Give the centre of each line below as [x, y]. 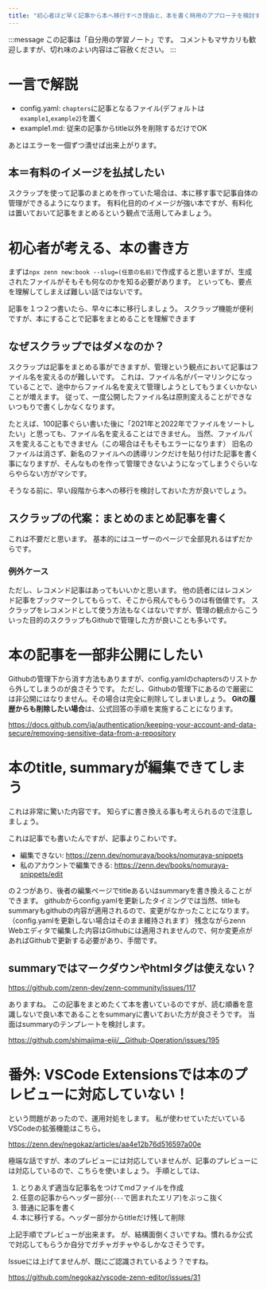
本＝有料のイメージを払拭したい [87, 172]
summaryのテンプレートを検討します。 [85, 1024]
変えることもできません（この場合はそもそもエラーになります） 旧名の [137, 444]
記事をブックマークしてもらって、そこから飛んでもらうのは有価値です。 [132, 600]
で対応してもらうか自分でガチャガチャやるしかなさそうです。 [108, 1244]
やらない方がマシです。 [53, 474]
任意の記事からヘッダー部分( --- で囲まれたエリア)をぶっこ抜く [122, 1198]
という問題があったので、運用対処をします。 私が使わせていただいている [127, 1118]
